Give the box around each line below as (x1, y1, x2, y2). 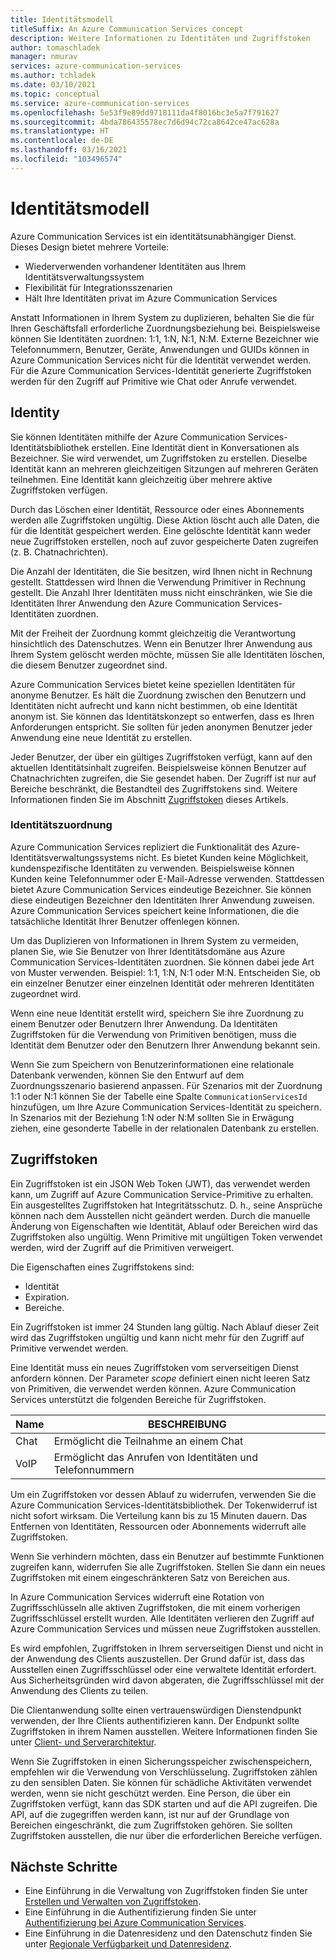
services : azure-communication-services (10, 61, 182, 71)
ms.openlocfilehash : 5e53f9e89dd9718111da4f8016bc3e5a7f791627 (10, 107, 280, 118)
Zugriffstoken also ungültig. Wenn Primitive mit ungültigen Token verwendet (10, 1231, 323, 1243)
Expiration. (24, 1291, 70, 1303)
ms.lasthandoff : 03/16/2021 (10, 145, 128, 155)
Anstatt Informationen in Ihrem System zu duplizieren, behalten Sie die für (10, 311, 315, 323)
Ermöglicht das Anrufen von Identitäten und (53, 1450, 259, 1464)
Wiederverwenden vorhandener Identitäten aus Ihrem (24, 260, 247, 272)
